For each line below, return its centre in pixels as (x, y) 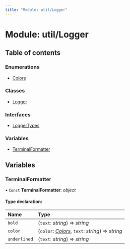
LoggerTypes (26, 126)
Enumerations (22, 67)
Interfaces (18, 114)
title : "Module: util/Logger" (36, 10)
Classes (15, 91)
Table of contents (33, 53)
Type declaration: (24, 201)
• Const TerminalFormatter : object (40, 190)
